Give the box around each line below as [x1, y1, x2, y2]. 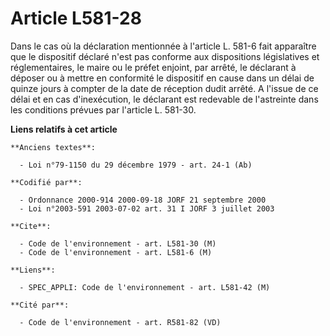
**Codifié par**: [10, 177, 83, 187]
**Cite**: [10, 221, 52, 231]
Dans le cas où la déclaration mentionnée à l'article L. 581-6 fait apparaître [10, 40, 317, 52]
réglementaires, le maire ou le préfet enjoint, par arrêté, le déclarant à [10, 61, 297, 73]
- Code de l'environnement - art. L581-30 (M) [19, 238, 217, 249]
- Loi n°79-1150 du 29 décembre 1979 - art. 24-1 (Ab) [19, 160, 253, 170]
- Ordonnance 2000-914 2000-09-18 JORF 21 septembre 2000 [19, 195, 267, 205]
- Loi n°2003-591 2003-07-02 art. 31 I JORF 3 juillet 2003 [19, 203, 275, 214]
